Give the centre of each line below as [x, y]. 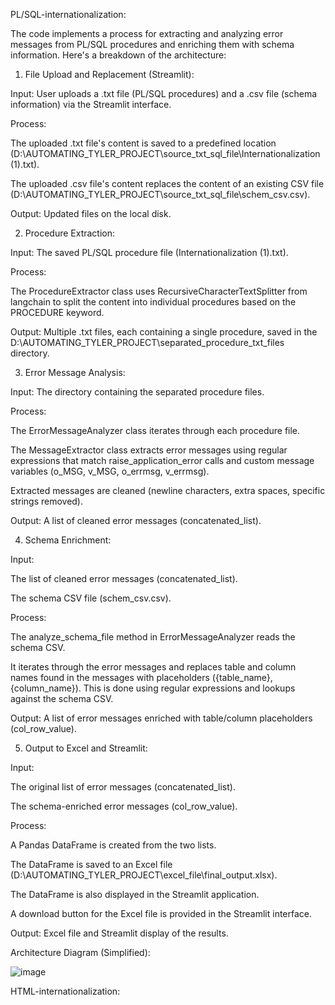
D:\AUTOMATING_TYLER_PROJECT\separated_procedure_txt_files [147, 342]
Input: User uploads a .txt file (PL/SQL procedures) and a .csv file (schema [164, 93]
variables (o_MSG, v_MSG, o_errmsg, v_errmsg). [110, 471]
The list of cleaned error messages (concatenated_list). [124, 578]
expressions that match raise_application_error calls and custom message [162, 460]
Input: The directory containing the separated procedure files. [137, 392]
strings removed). [47, 501]
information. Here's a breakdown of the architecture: [118, 55]
